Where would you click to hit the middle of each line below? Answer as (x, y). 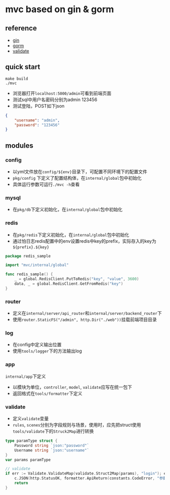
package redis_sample (28, 256)
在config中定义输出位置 (37, 345)
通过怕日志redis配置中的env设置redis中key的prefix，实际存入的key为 (84, 241)
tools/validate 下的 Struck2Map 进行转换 (53, 431)
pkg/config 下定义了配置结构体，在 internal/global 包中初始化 (77, 178)
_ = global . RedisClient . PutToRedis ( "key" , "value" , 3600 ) (77, 279)
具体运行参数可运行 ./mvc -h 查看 (46, 184)
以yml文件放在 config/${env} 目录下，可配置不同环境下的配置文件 (80, 172)
